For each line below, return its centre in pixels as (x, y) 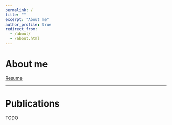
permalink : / (19, 10)
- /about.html (25, 39)
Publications (33, 103)
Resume (14, 78)
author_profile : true (28, 24)
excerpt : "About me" (27, 19)
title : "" (16, 15)
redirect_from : (21, 29)
